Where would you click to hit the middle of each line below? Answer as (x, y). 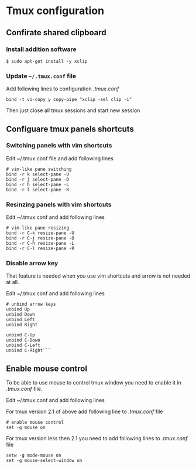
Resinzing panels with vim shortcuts (59, 204)
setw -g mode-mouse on (34, 455)
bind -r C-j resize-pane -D (40, 238)
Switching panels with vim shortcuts (59, 146)
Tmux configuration (55, 11)
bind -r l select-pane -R (37, 190)
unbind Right (22, 325)
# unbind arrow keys (31, 304)
